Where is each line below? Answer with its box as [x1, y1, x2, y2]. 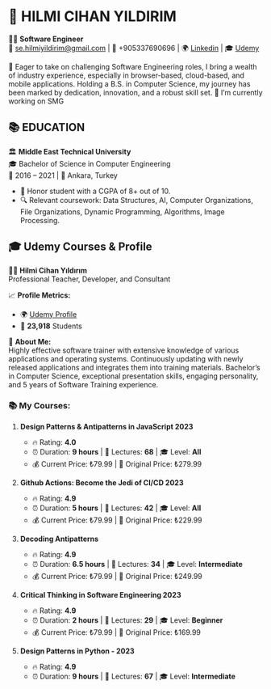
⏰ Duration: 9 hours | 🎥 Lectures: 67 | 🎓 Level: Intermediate [31, 671, 236, 681]
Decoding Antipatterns [19, 534, 99, 543]
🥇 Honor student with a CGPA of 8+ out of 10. [19, 186, 171, 196]
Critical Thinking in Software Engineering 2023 [19, 590, 181, 599]
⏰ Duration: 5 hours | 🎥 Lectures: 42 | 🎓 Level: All [31, 503, 202, 513]
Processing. [19, 215, 60, 225]
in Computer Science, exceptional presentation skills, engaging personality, [8, 371, 259, 381]
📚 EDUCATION [8, 120, 85, 134]
